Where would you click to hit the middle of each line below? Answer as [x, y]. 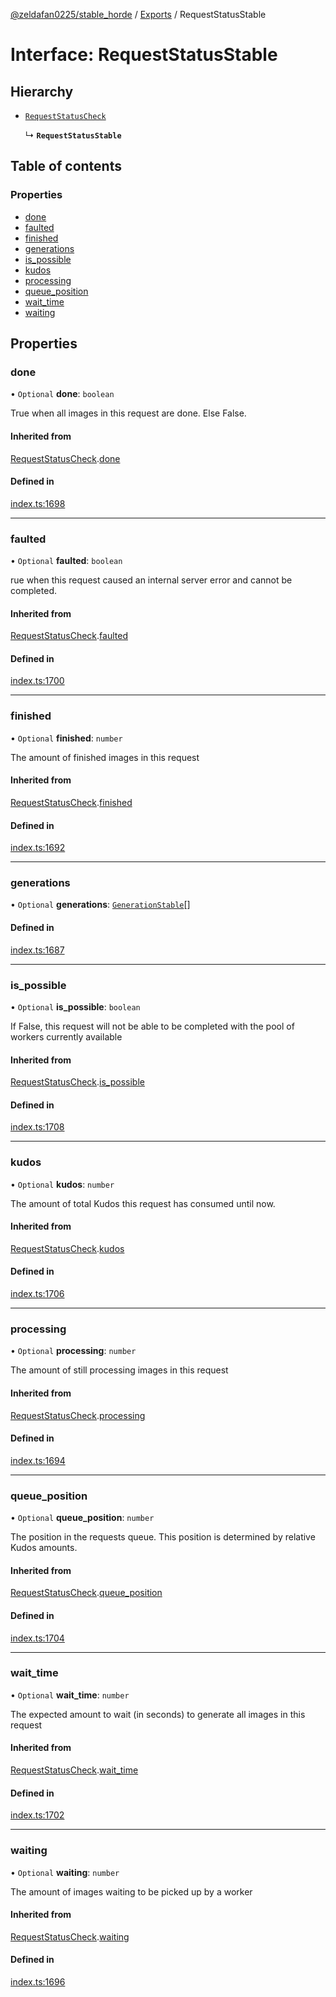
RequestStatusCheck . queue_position [86, 1593]
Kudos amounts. [44, 1548]
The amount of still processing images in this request [119, 1370]
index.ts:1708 [37, 1127]
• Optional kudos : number [62, 1184]
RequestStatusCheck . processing [78, 1415]
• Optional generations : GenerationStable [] [100, 905]
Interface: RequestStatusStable [144, 55]
